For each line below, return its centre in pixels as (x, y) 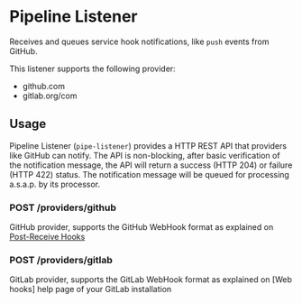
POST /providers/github (63, 207)
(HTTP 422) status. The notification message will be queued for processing (150, 174)
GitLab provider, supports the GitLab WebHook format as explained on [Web (151, 280)
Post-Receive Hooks (47, 237)
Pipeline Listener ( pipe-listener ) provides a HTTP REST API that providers (148, 145)
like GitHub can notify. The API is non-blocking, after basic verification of (145, 155)
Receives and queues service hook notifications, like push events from (139, 41)
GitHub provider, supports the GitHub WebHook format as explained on (142, 227)
